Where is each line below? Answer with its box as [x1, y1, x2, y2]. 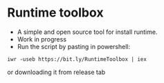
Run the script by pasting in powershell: [17, 42, 130, 50]
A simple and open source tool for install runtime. [17, 28, 158, 36]
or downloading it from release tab [7, 68, 106, 76]
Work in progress [17, 35, 67, 43]
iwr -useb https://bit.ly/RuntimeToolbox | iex [7, 55, 147, 63]
